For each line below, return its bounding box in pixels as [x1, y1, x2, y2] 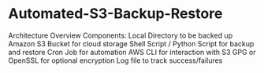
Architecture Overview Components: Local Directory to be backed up [8, 31, 233, 40]
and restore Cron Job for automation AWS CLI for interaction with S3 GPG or [8, 47, 256, 57]
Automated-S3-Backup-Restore [8, 5, 223, 23]
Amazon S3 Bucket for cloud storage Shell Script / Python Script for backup [8, 38, 255, 48]
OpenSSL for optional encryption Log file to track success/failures [8, 56, 223, 65]
